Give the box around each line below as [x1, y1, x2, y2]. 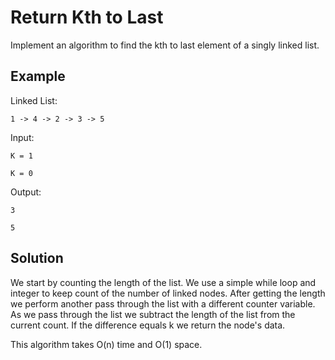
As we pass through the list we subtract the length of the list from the [10, 308, 296, 320]
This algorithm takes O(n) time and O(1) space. [10, 338, 203, 350]
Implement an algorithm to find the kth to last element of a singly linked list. [10, 39, 320, 51]
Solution [10, 250, 64, 267]
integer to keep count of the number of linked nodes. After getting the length [10, 287, 326, 299]
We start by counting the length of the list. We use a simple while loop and [10, 276, 317, 288]
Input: [10, 131, 35, 143]
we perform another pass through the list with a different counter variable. [10, 297, 316, 310]
